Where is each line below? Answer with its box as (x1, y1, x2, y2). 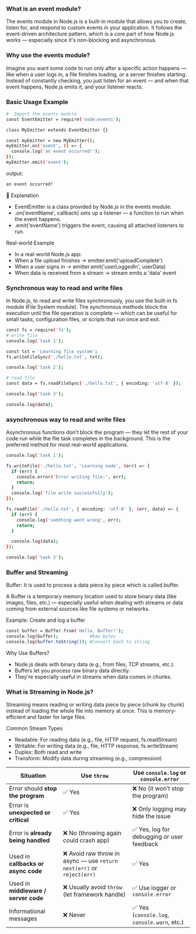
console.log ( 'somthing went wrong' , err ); (16, 517, 121, 523)
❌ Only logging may (132, 805, 187, 813)
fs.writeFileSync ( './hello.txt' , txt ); (6, 354, 103, 360)
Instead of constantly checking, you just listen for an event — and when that (6, 77, 189, 84)
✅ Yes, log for (132, 825, 170, 833)
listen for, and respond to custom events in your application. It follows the (6, 24, 183, 31)
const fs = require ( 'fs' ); (6, 327, 72, 333)
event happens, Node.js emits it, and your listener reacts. (6, 83, 143, 90)
